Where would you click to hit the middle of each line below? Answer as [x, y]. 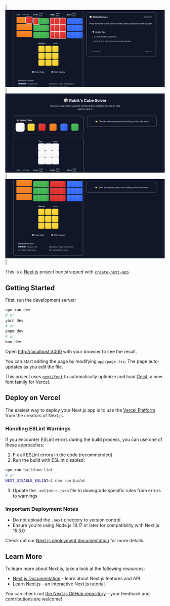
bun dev [13, 342]
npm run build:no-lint [29, 470]
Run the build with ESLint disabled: [49, 460]
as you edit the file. [43, 367]
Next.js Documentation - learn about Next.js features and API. [77, 578]
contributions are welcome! [34, 599]
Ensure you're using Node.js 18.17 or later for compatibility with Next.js [86, 526]
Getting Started [30, 288]
